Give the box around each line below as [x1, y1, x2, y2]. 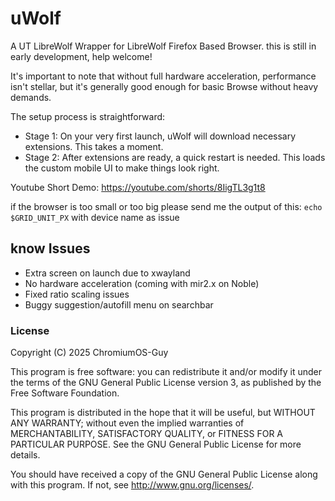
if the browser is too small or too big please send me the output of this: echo [10, 200, 323, 212]
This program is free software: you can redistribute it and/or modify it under [10, 366, 322, 378]
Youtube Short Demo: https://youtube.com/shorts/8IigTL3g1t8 [10, 181, 266, 193]
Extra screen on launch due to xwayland [24, 267, 191, 279]
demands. [10, 91, 52, 103]
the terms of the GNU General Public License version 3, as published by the [10, 377, 322, 389]
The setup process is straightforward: [10, 110, 166, 122]
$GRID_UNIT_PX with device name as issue [10, 211, 180, 223]
